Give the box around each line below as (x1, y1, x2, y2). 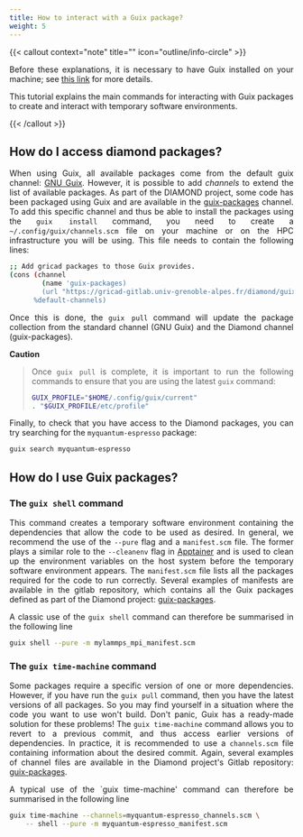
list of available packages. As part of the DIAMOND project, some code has (9, 187, 294, 198)
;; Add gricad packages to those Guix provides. (9, 262, 196, 271)
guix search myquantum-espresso (9, 445, 131, 454)
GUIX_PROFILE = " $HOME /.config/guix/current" (31, 393, 198, 402)
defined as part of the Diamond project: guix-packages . (9, 594, 216, 604)
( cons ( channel (9, 271, 67, 280)
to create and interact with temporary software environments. (9, 100, 238, 111)
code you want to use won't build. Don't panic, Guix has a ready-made (9, 709, 294, 720)
